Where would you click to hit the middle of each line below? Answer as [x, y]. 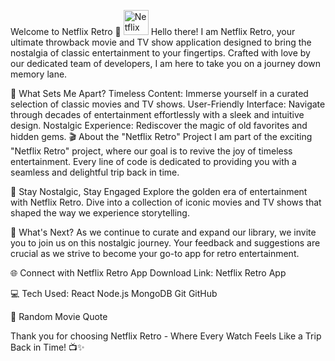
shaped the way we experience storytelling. [100, 213]
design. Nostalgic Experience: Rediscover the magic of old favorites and [159, 125]
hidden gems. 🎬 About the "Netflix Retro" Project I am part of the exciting [161, 136]
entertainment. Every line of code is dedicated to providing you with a [153, 161]
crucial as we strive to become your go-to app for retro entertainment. [155, 253]
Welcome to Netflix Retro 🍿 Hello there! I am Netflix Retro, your [153, 31]
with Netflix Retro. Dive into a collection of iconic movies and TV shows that [166, 202]
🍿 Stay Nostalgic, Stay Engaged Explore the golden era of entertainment [159, 191]
